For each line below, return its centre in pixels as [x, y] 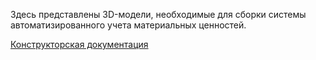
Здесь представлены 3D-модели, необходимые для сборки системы [158, 14]
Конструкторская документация [79, 44]
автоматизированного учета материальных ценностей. [128, 25]
